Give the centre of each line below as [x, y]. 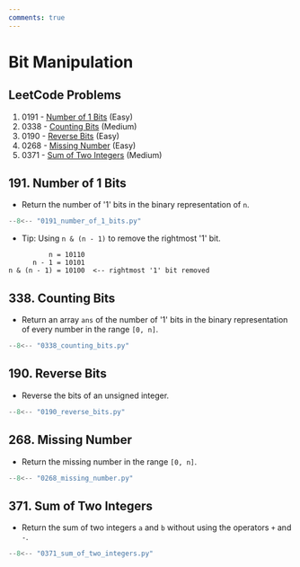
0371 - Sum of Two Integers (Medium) [92, 155]
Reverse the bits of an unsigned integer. [95, 395]
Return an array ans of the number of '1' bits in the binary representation [154, 320]
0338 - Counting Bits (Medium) [79, 126]
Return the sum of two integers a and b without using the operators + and [156, 527]
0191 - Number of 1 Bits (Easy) [77, 117]
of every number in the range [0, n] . [90, 330]
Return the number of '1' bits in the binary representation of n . [135, 205]
